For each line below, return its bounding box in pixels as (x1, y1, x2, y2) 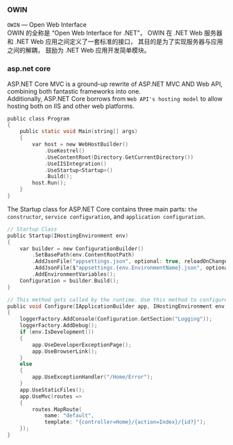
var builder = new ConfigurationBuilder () (19, 245, 144, 252)
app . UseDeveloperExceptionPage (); (32, 341, 132, 348)
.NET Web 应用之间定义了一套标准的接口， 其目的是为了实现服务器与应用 (15, 37, 223, 46)
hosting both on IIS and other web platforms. (7, 102, 135, 110)
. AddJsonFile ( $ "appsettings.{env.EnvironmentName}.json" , (32, 265, 203, 272)
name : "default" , (44, 412, 95, 419)
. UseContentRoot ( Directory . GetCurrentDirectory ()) (44, 154, 194, 161)
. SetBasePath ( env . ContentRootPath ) (32, 252, 135, 259)
